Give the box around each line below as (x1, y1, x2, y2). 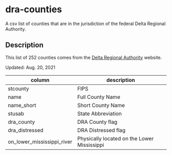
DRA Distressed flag (77, 126, 126, 134)
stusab (8, 110, 25, 117)
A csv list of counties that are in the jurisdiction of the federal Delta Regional (5, 20, 166, 27)
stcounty (8, 85, 29, 92)
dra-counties (5, 4, 62, 15)
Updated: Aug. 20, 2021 (5, 64, 55, 70)
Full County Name (77, 93, 120, 100)
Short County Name (77, 101, 125, 108)
